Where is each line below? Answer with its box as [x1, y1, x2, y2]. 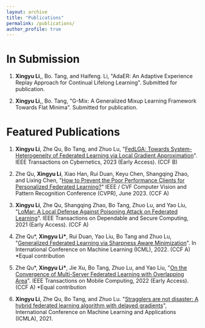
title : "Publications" [6, 15, 64, 21]
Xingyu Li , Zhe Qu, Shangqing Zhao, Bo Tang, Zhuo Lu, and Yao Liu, [15, 202, 187, 209]
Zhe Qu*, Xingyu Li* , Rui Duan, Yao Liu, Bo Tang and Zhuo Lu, [15, 233, 172, 240]
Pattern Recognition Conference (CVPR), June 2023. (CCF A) [15, 190, 170, 197]
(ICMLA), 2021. [15, 315, 53, 323]
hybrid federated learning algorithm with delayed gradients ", [15, 302, 167, 309]
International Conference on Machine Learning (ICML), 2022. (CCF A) [15, 246, 191, 253]
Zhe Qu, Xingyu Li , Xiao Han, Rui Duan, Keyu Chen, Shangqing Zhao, [15, 170, 189, 178]
